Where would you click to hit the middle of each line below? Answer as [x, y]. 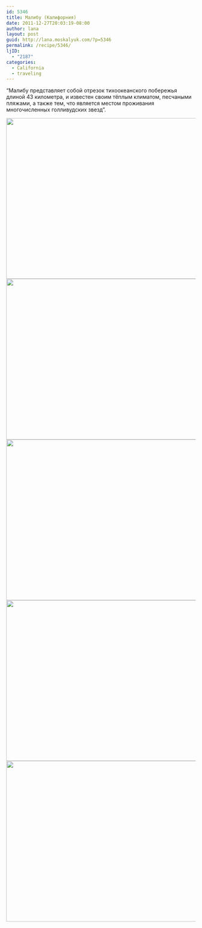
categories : [21, 62]
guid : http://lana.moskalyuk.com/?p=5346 [59, 40]
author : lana [23, 29]
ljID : [13, 51]
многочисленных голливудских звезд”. [56, 110]
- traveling [27, 73]
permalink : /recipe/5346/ [38, 46]
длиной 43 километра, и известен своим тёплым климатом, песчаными [99, 97]
